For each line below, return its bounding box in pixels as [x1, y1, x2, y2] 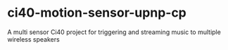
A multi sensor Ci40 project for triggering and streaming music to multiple [7, 28, 222, 36]
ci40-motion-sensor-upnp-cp [7, 5, 186, 21]
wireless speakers [7, 35, 60, 43]
